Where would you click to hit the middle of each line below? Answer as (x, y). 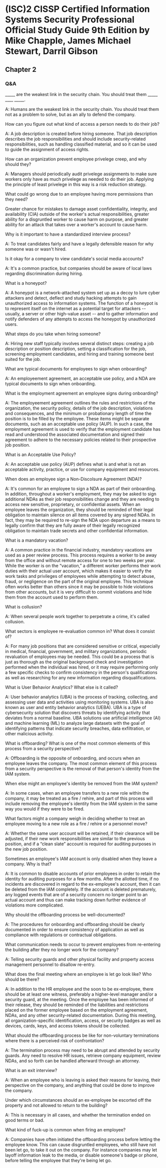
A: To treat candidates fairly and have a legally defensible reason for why (80, 244)
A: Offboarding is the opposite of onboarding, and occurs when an (73, 758)
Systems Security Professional (70, 20)
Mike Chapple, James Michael (68, 41)
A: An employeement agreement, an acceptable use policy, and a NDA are (81, 378)
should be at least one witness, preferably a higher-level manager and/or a (81, 994)
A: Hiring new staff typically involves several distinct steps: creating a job (80, 343)
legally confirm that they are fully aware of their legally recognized (73, 525)
